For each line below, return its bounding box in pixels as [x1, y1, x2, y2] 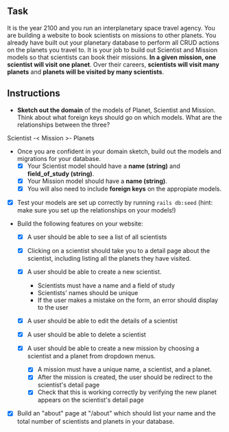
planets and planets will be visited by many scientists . [7, 67, 165, 76]
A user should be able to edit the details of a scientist [27, 316, 178, 325]
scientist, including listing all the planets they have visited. [27, 255, 191, 262]
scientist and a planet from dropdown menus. [27, 352, 156, 360]
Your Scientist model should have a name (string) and [27, 162, 180, 170]
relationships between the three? [16, 120, 110, 129]
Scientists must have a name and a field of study [37, 281, 176, 290]
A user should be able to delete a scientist [27, 330, 146, 339]
